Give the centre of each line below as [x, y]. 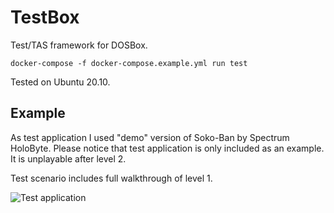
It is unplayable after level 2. [68, 158]
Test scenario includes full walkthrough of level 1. [111, 178]
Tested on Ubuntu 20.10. [60, 82]
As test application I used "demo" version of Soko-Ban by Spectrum [150, 137]
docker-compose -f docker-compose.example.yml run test [129, 63]
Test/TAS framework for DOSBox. [79, 45]
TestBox [45, 17]
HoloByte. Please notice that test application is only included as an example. [167, 148]
